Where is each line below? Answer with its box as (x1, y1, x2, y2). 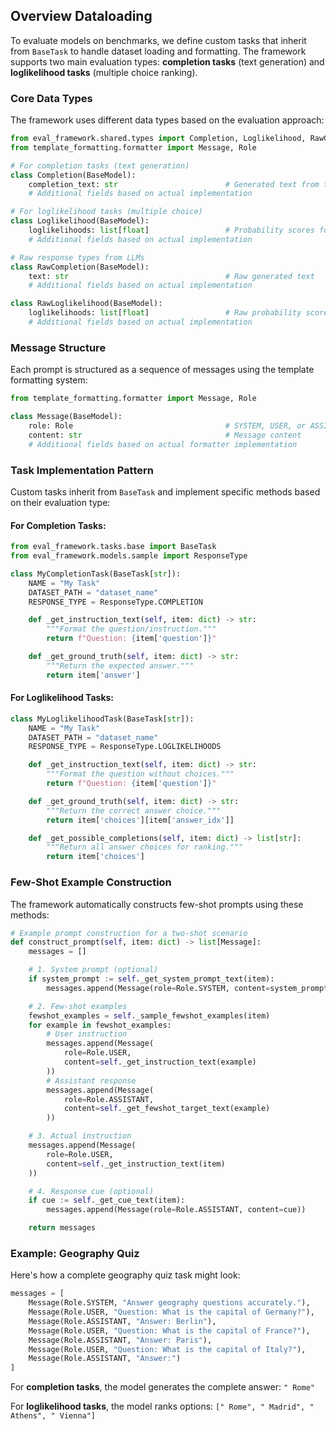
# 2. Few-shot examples (28, 1001, 128, 1011)
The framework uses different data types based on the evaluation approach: (10, 114, 325, 126)
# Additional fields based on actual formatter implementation (28, 439, 298, 449)
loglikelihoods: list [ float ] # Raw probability (28, 308, 302, 318)
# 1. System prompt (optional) (28, 965, 159, 975)
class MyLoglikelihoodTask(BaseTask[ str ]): (10, 714, 195, 724)
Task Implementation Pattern (10, 463, 154, 477)
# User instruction (46, 1029, 128, 1039)
